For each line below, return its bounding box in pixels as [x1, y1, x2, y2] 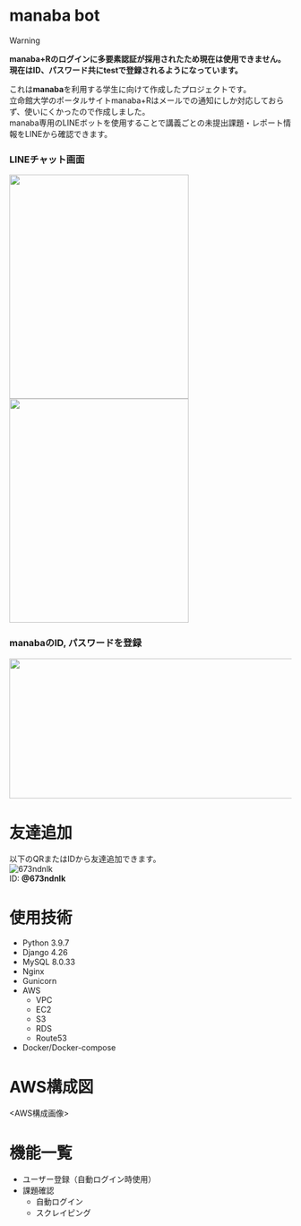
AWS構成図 [9, 1076, 94, 1097]
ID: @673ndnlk [9, 873, 66, 884]
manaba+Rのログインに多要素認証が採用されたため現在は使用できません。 [9, 53, 287, 64]
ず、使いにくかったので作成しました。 [9, 106, 150, 117]
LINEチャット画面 [9, 153, 85, 166]
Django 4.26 [21, 947, 69, 958]
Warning [9, 35, 40, 46]
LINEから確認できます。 [24, 128, 113, 139]
